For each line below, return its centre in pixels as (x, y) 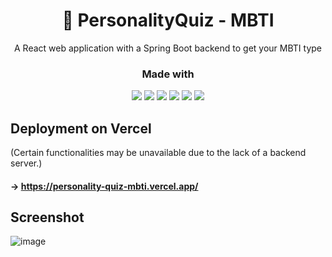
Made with (168, 74)
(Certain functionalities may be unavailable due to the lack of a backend (158, 153)
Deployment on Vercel (81, 128)
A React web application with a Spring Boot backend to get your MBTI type (168, 48)
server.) (26, 163)
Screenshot (47, 217)
